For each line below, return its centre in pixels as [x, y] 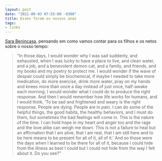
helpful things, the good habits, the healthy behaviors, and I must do [85, 112]
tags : [10, 23]
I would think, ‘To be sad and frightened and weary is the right [79, 102]
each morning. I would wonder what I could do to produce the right [84, 92]
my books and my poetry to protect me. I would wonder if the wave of [86, 71]
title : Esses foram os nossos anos [41, 18]
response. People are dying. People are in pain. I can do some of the [85, 107]
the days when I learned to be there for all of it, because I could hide [85, 143]
